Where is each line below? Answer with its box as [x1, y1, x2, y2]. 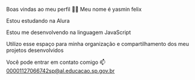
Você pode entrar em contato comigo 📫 [6, 59, 106, 66]
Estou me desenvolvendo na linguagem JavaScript [6, 29, 131, 36]
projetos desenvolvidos [6, 47, 64, 54]
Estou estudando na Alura [6, 17, 70, 24]
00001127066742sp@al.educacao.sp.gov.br [6, 67, 115, 74]
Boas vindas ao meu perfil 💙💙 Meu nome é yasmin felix [6, 6, 142, 13]
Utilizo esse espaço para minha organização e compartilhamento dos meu [6, 41, 190, 47]
